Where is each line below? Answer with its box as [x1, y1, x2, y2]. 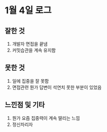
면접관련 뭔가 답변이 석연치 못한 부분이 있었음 [12, 84, 102, 90]
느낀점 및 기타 [5, 101, 45, 109]
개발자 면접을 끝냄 [12, 41, 48, 47]
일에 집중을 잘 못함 [12, 78, 49, 84]
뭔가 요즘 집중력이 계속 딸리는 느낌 [12, 115, 80, 121]
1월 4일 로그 [5, 5, 52, 16]
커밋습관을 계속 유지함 [12, 47, 56, 53]
